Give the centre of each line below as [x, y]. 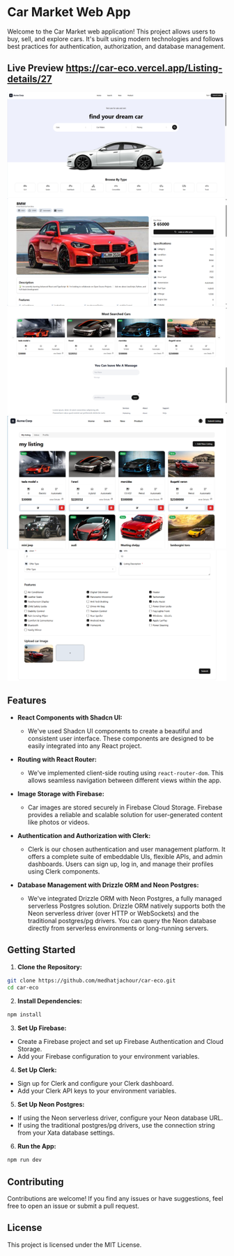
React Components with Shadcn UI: [70, 717]
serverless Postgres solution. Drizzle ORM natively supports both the [126, 906]
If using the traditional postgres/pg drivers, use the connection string [116, 1126]
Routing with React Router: [57, 759]
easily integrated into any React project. [85, 746]
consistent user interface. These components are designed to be [121, 738]
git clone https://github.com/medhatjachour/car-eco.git [92, 980]
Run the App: [37, 1146]
